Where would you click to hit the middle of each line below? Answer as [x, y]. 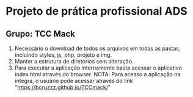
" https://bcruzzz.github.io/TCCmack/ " [63, 87]
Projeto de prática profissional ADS [96, 11]
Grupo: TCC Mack [41, 34]
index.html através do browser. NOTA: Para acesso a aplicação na [97, 74]
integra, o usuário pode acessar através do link [74, 81]
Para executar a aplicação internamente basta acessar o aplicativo [98, 68]
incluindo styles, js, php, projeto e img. [63, 55]
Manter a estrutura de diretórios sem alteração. [74, 61]
